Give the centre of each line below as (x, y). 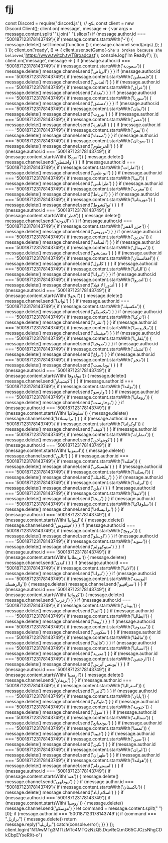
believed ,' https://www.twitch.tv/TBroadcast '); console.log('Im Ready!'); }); (82, 55)
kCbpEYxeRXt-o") (24, 835)
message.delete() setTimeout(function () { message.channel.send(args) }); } (84, 44)
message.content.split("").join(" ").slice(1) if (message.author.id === (76, 34)
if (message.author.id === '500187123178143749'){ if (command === (85, 813)
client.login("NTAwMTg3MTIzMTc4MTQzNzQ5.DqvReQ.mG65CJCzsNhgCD (84, 829)
